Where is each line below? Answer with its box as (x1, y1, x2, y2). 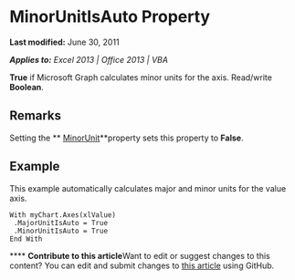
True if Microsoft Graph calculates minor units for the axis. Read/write (9, 71, 272, 83)
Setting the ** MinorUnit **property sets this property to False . (9, 132, 244, 143)
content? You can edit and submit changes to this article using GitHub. (9, 260, 275, 271)
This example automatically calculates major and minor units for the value (9, 182, 287, 193)
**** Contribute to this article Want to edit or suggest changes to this (9, 250, 271, 261)
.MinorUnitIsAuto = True (13, 226, 108, 235)
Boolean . (9, 81, 44, 92)
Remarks (9, 108, 62, 124)
